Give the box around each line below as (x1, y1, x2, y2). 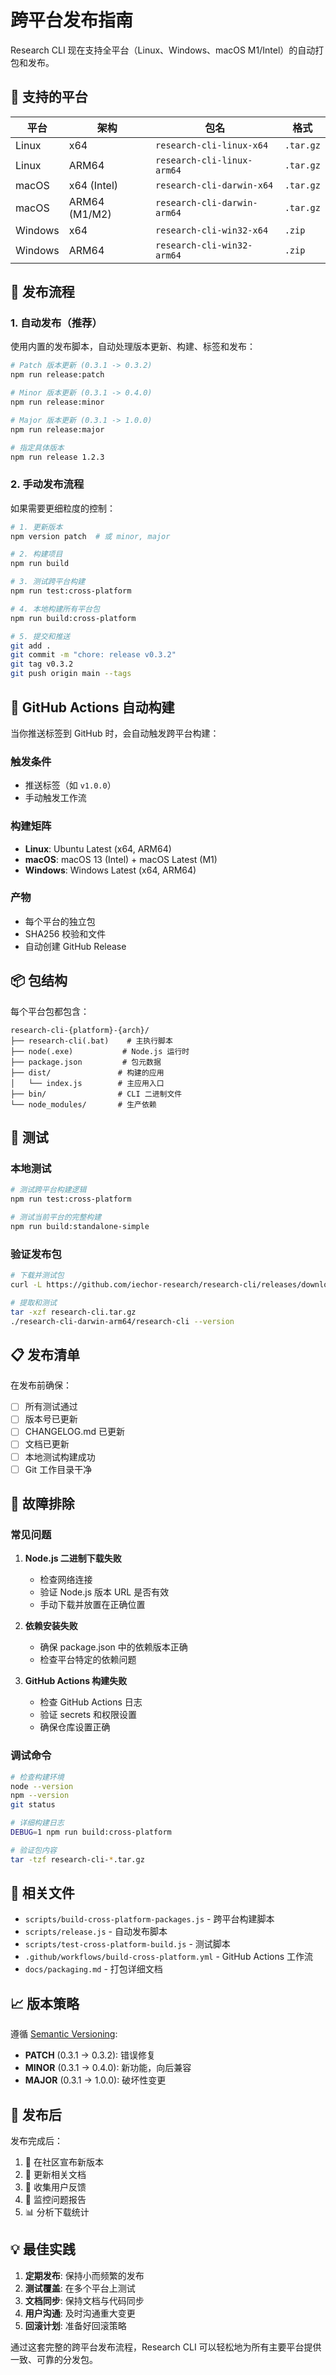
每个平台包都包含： (10, 1005, 90, 1017)
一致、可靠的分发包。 (10, 2353, 98, 2365)
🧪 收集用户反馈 (24, 2181, 87, 2193)
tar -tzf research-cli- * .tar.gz (10, 1854, 145, 1865)
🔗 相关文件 (10, 1885, 75, 1902)
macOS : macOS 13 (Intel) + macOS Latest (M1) (24, 853, 218, 865)
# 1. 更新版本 (10, 522, 63, 532)
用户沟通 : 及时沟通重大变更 (24, 2307, 136, 2319)
